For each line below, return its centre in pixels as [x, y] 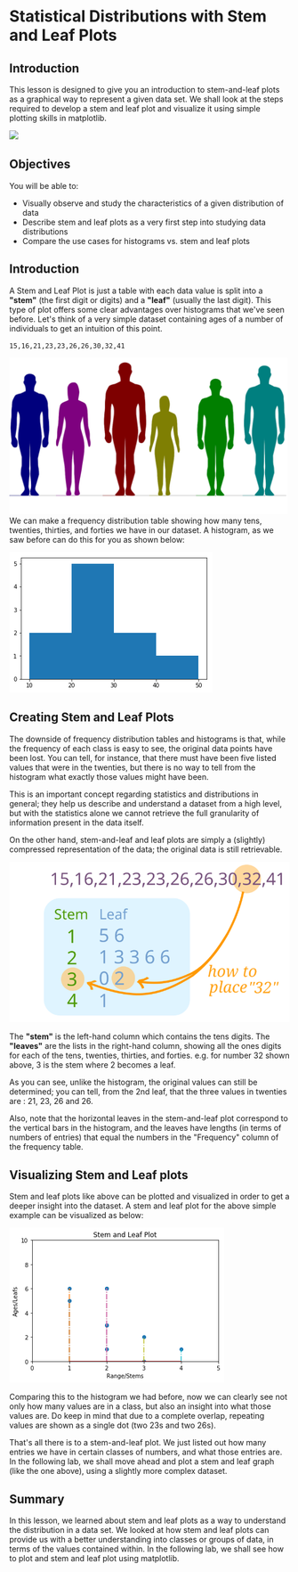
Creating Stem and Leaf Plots [92, 718]
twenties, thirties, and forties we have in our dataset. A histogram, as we [141, 530]
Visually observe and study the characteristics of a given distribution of [153, 203]
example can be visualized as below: [77, 1216]
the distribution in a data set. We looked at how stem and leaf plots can [139, 1529]
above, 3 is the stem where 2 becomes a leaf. [93, 1065]
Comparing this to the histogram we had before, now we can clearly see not [148, 1397]
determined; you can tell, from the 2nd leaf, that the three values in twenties [148, 1092]
